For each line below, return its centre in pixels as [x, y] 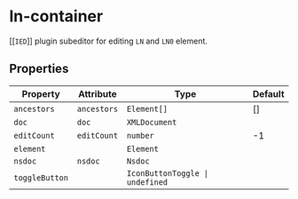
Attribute [98, 93]
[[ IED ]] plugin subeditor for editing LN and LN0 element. [109, 41]
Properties [39, 69]
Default [268, 93]
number [140, 135]
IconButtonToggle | [168, 173]
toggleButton [41, 178]
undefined [147, 182]
